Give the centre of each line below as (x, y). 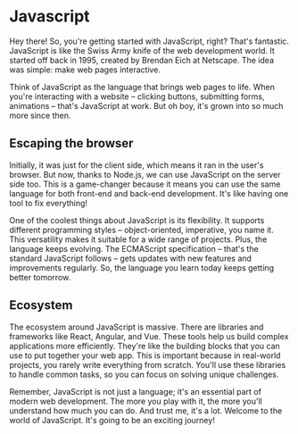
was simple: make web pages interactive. (85, 70)
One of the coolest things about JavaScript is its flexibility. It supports (137, 220)
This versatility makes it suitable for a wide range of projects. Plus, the (138, 239)
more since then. (40, 115)
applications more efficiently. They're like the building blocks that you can (145, 346)
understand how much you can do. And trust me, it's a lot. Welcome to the (146, 410)
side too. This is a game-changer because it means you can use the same (145, 184)
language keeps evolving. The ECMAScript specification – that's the (134, 248)
